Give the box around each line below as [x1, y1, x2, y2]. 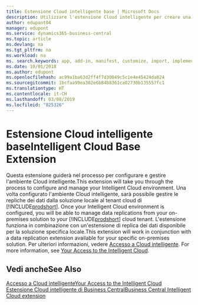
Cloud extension [6, 293, 46, 300]
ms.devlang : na [6, 42, 44, 48]
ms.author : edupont [6, 69, 54, 75]
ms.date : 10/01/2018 [6, 63, 57, 70]
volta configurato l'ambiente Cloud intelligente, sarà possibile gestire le [6, 191, 179, 198]
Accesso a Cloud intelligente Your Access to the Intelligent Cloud [6, 280, 162, 287]
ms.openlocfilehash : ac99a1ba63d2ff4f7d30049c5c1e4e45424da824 [6, 74, 165, 80]
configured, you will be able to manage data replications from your [6, 209, 168, 217]
